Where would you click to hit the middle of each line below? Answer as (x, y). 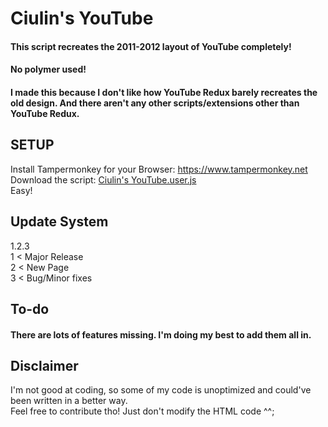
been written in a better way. (69, 401)
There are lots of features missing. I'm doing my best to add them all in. (161, 334)
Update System (59, 222)
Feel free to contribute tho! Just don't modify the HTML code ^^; (142, 411)
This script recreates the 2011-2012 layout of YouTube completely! (151, 46)
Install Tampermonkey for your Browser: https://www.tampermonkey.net (159, 169)
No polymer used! (48, 69)
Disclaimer (44, 365)
